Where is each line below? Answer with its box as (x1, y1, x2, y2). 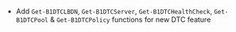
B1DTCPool (15, 16, 49, 24)
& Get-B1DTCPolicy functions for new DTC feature (50, 15, 211, 24)
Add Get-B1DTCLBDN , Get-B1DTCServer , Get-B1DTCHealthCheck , (15, 7, 213, 16)
